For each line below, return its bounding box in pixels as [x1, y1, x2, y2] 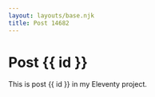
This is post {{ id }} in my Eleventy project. [8, 80, 148, 89]
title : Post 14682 [8, 19, 70, 27]
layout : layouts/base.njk [8, 11, 94, 20]
